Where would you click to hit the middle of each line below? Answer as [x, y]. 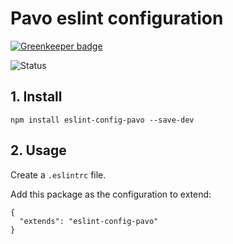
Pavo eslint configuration [117, 18]
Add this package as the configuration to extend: [111, 194]
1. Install [36, 97]
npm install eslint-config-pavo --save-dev [102, 120]
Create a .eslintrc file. [58, 174]
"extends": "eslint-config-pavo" [89, 221]
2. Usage [38, 150]
